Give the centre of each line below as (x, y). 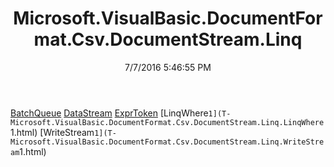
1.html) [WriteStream (52, 132)
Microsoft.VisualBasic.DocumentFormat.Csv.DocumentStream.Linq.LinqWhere (167, 122)
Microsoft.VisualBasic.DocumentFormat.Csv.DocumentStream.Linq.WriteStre (167, 142)
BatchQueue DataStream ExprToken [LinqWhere (109, 113)
